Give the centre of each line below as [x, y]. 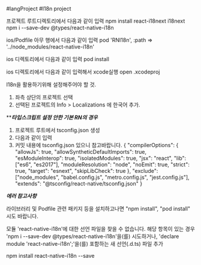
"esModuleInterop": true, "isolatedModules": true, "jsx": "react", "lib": [100, 158]
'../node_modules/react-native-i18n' [50, 47]
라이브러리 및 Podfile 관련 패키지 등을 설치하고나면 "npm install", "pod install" [98, 208]
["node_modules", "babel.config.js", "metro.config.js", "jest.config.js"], [102, 177]
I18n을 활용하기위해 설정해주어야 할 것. [51, 84]
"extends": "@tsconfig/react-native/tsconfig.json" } [79, 184]
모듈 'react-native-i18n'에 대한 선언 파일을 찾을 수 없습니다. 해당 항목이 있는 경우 [100, 229]
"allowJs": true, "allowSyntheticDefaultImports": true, [81, 152]
